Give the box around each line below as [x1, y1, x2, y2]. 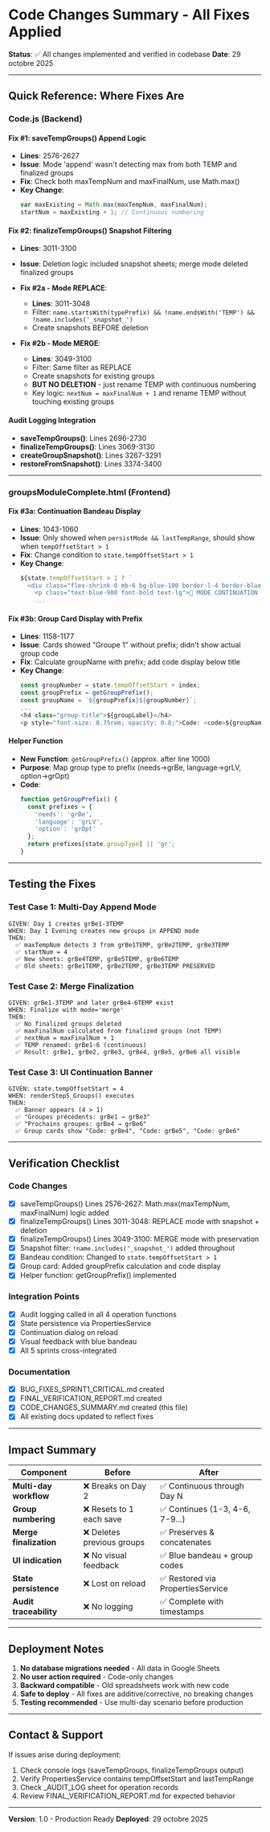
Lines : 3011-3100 [19, 244, 77, 253]
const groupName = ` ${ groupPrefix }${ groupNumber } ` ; [19, 696, 197, 704]
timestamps [159, 1606, 205, 1617]
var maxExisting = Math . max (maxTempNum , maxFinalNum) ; [19, 201, 208, 209]
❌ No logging [83, 1601, 133, 1612]
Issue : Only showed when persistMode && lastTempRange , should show [19, 532, 256, 542]
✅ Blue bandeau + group [159, 1550, 253, 1561]
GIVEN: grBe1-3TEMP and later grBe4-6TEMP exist [8, 999, 174, 1007]
